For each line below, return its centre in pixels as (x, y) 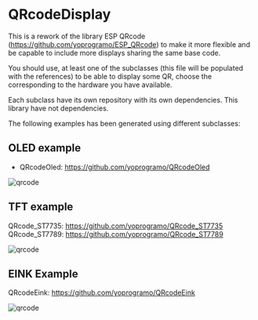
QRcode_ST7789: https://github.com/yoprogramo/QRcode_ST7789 (116, 234)
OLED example (44, 148)
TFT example (41, 207)
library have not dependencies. (58, 108)
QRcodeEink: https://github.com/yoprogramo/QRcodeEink (102, 293)
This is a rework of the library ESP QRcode (77, 36)
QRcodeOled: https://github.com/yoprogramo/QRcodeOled (114, 167)
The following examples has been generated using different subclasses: (124, 123)
